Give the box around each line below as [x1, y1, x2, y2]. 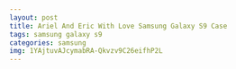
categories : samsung [9, 38, 87, 47]
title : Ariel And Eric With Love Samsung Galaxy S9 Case [9, 22, 228, 30]
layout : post [9, 13, 59, 22]
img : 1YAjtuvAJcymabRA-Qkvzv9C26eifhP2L [9, 47, 164, 56]
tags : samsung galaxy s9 [9, 30, 103, 39]
